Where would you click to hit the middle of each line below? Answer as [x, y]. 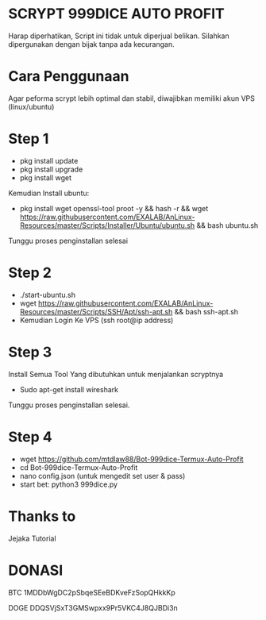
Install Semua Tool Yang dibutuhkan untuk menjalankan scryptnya [116, 374]
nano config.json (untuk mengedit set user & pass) [102, 476]
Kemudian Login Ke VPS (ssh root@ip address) [96, 320]
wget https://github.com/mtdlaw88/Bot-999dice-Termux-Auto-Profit [131, 459]
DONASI [36, 570]
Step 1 [29, 139]
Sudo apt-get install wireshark [69, 389]
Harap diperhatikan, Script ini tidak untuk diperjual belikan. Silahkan [119, 36]
